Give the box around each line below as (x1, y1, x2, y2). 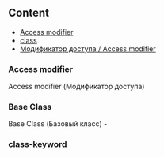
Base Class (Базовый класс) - (8, 119, 108, 129)
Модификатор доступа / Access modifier (19, 43, 156, 54)
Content (8, 6, 50, 20)
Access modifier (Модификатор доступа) (8, 82, 145, 92)
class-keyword (8, 139, 67, 150)
